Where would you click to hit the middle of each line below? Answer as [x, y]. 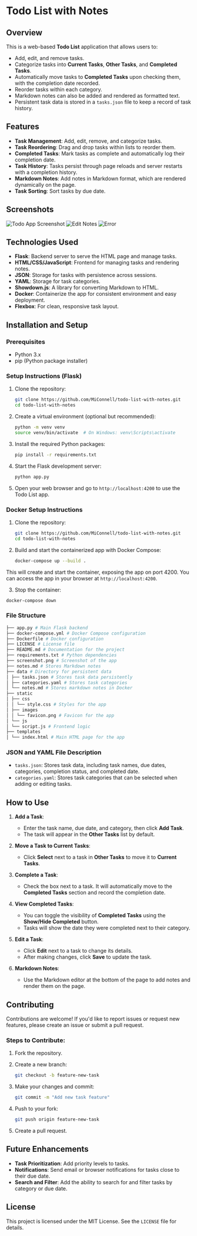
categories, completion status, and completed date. [77, 771]
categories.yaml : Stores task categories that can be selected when [96, 778]
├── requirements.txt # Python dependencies [61, 655]
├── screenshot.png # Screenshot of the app [61, 661]
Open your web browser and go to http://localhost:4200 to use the [97, 488]
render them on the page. [54, 986]
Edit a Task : [29, 939]
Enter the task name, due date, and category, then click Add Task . [103, 828]
